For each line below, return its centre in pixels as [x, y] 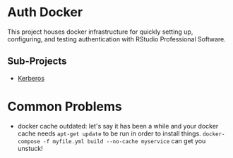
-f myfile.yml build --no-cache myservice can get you [125, 140]
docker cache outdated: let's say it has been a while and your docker [118, 126]
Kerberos [31, 78]
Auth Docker [45, 12]
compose [29, 141]
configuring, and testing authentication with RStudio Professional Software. [116, 39]
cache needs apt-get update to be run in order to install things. [109, 133]
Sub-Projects [37, 61]
